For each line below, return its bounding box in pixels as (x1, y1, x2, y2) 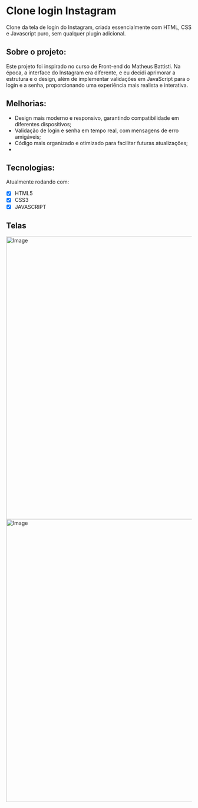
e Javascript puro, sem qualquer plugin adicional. (6, 30, 126, 37)
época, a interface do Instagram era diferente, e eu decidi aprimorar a (6, 69, 176, 76)
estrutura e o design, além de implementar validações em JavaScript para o (6, 75, 190, 82)
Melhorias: (6, 99, 47, 109)
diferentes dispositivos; (14, 120, 72, 127)
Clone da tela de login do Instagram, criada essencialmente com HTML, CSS (6, 24, 192, 31)
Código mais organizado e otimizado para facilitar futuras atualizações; (14, 139, 189, 146)
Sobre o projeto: (6, 47, 67, 57)
